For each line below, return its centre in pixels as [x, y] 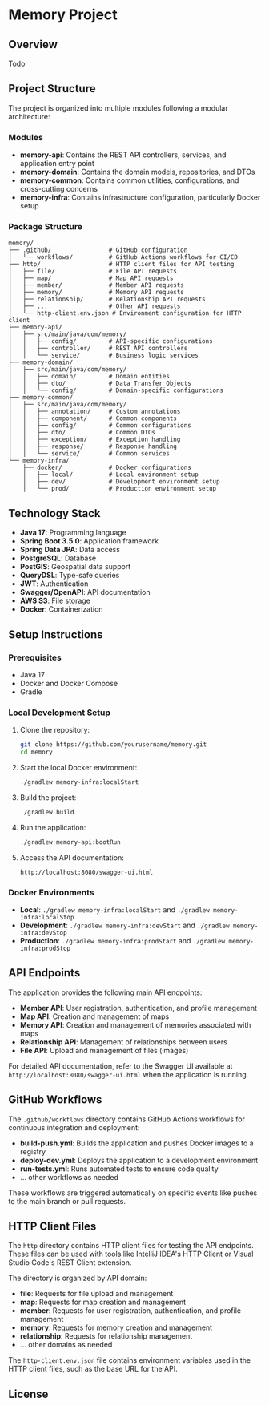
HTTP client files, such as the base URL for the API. [93, 1369]
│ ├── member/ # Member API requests [96, 285]
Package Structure [45, 227]
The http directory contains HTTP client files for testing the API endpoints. [131, 1246]
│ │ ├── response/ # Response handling [93, 446]
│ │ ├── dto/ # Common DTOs [82, 433]
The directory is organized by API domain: [78, 1278]
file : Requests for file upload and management [96, 1294]
